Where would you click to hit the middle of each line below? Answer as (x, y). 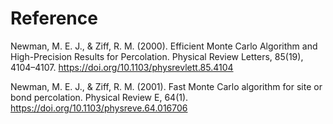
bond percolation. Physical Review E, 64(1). (99, 97)
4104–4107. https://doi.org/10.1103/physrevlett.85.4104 (122, 67)
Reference (54, 18)
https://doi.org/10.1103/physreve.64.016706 (99, 108)
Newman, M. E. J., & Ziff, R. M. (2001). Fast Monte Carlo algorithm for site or (166, 86)
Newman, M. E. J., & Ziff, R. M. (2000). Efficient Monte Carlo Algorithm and (164, 46)
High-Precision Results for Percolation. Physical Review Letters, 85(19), (157, 56)
